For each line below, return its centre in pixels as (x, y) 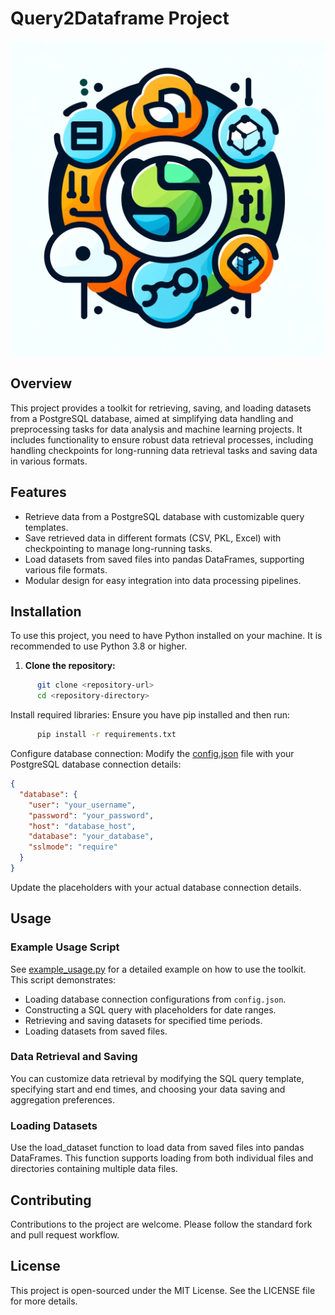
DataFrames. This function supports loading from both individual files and (162, 1158)
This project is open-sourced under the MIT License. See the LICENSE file (163, 1290)
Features (38, 492)
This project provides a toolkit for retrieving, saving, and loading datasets (161, 408)
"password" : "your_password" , (91, 815)
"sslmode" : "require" (73, 847)
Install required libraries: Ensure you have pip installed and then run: (150, 715)
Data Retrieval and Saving (74, 1057)
